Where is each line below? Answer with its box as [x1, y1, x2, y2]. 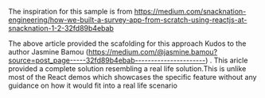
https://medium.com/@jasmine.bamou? [88, 47, 218, 56]
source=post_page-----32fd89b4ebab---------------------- [8, 55, 206, 65]
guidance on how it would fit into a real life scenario [8, 81, 177, 90]
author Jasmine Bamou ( [8, 47, 89, 56]
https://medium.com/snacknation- [134, 7, 247, 16]
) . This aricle [205, 55, 248, 65]
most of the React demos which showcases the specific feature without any [8, 73, 257, 81]
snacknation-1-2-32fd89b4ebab [8, 24, 114, 32]
